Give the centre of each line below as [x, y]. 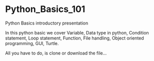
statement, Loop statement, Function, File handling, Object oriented [74, 38]
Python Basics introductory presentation [47, 23]
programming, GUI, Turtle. [32, 43]
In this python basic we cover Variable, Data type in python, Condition [77, 32]
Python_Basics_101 [45, 9]
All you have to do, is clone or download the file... [56, 53]
